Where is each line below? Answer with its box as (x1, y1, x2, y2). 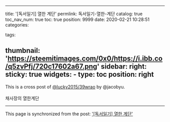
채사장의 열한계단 (5, 95, 39, 101)
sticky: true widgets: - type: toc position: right (5, 70, 154, 79)
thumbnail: (5, 46, 40, 55)
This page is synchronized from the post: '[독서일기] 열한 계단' (5, 110, 133, 117)
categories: (5, 22, 29, 28)
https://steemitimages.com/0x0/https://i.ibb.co (7, 54, 163, 63)
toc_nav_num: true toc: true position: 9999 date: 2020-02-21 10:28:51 (5, 16, 150, 22)
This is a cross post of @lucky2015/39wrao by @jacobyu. (5, 83, 125, 89)
